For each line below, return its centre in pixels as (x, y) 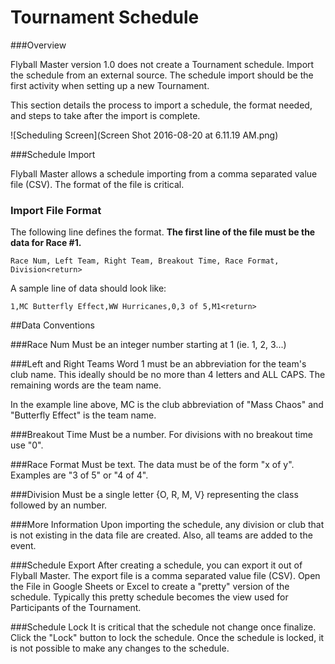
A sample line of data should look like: (88, 288)
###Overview (38, 45)
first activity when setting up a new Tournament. (110, 85)
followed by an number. (59, 505)
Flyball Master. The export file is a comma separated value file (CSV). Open (165, 576)
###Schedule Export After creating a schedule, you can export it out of (156, 565)
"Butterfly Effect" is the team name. (83, 415)
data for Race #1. (46, 243)
